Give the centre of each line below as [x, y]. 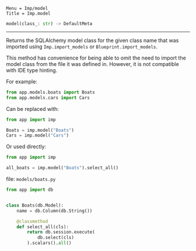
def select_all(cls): [43, 227]
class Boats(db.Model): [35, 205]
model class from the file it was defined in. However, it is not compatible [92, 64]
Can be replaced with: [33, 109]
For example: [22, 81]
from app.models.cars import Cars [48, 97]
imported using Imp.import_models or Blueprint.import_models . [82, 46]
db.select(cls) [56, 238]
